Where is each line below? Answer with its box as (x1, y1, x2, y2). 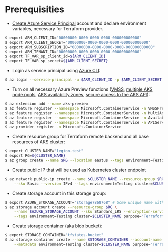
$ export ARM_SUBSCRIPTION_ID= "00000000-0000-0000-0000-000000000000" (5, 44, 155, 50)
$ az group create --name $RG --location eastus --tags (5, 158, 124, 163)
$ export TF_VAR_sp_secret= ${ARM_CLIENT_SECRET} (5, 59, 108, 64)
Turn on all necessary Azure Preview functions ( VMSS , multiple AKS (12, 86, 153, 92)
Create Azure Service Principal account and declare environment (12, 20, 146, 26)
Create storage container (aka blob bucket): (12, 223, 103, 229)
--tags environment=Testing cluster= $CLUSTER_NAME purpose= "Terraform (14, 214, 164, 219)
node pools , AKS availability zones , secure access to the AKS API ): (12, 92, 150, 98)
